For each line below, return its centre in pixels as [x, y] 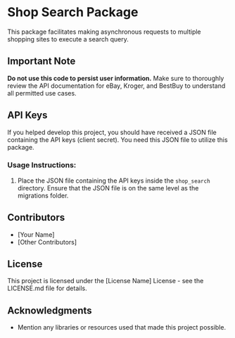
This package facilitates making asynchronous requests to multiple [104, 32]
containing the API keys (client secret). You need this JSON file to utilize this [118, 139]
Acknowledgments [50, 310]
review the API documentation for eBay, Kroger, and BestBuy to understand [116, 86]
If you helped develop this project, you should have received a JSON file [112, 132]
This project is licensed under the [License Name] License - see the [106, 281]
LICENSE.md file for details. [47, 288]
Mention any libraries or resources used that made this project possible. [122, 327]
